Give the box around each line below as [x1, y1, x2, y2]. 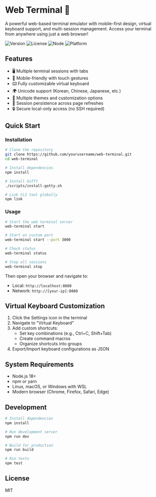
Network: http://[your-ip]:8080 [12, 287, 78, 293]
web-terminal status [5, 251, 47, 256]
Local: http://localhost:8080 [12, 283, 72, 288]
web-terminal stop [5, 264, 42, 269]
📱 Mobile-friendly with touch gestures [12, 75, 89, 81]
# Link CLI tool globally [5, 192, 58, 197]
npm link [5, 197, 23, 202]
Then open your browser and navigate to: [5, 273, 89, 279]
